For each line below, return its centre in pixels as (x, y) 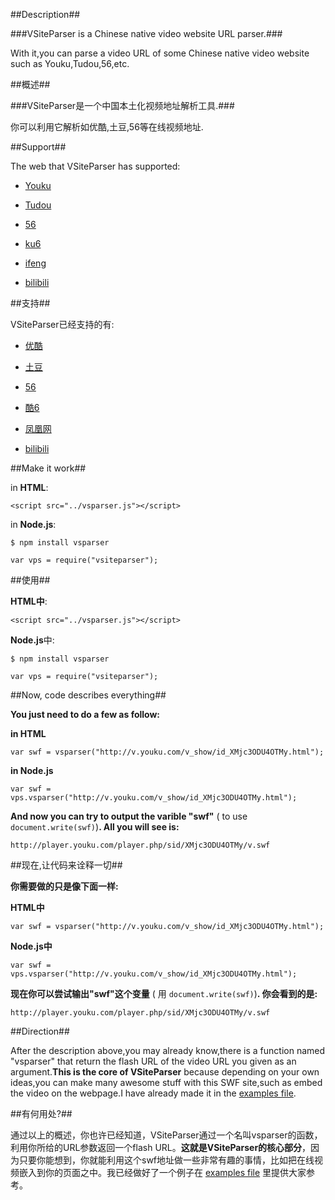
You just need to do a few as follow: (85, 714)
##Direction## (40, 1031)
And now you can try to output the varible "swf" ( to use (129, 816)
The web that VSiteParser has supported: (95, 166)
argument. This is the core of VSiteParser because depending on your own (165, 1072)
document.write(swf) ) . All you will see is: (95, 827)
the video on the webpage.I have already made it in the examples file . (153, 1093)
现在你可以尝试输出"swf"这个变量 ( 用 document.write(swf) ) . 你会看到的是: (164, 993)
